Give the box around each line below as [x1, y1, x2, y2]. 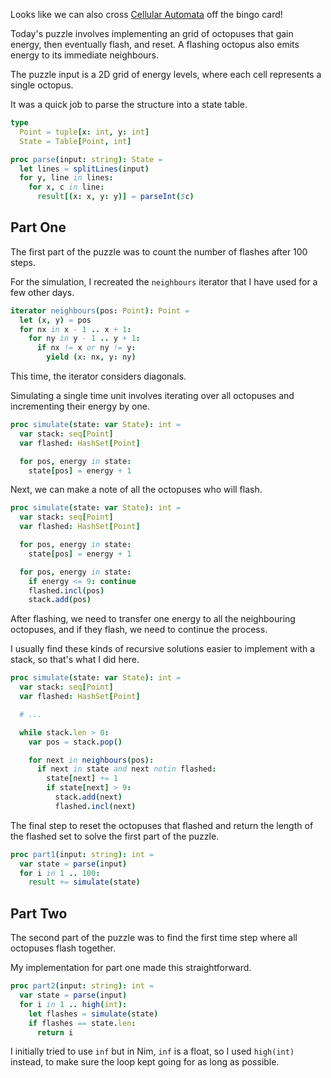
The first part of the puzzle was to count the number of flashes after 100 [10, 245, 308, 258]
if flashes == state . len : [28, 1018, 137, 1028]
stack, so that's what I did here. [10, 654, 140, 666]
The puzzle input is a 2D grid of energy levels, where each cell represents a [10, 69, 322, 80]
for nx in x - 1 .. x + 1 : [19, 324, 132, 334]
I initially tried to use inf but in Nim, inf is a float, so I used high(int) [10, 1045, 295, 1058]
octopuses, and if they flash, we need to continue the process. [10, 624, 268, 636]
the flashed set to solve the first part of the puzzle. [10, 830, 220, 842]
